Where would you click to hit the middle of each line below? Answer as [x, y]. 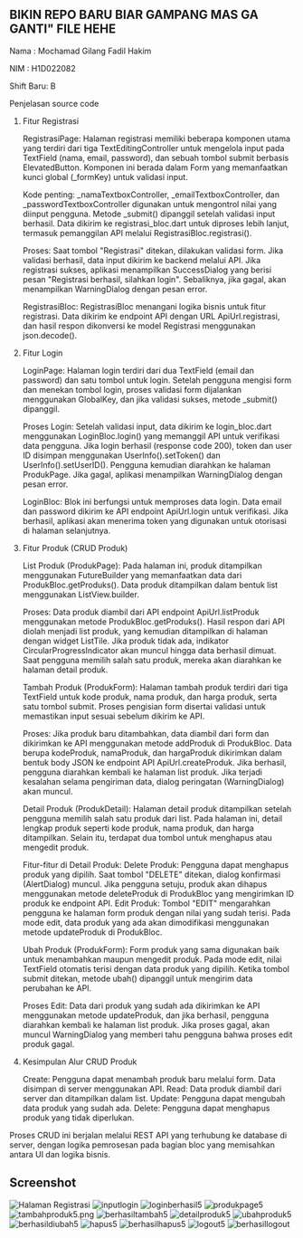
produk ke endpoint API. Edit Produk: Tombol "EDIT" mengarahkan [147, 903]
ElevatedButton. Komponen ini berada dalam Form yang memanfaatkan [155, 167]
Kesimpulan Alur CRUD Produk [80, 1062]
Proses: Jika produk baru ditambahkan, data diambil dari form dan [146, 733]
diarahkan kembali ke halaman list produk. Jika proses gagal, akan [146, 1024]
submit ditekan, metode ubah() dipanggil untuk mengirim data [137, 978]
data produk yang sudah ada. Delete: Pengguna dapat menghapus [146, 1108]
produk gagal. [48, 1043]
